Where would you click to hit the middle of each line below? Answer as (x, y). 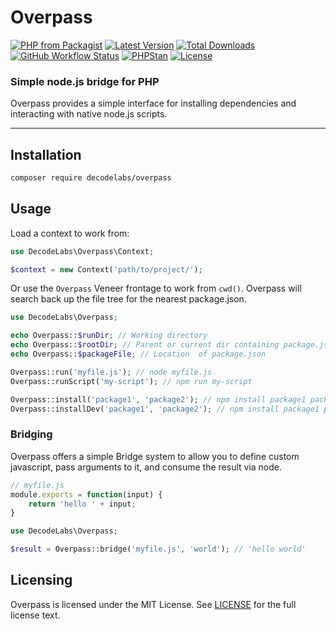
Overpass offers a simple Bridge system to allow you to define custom (155, 456)
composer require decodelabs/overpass (91, 178)
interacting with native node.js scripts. (89, 114)
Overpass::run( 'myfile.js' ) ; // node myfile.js (111, 372)
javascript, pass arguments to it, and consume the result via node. (146, 467)
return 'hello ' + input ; (82, 504)
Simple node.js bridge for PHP (85, 81)
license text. (35, 615)
